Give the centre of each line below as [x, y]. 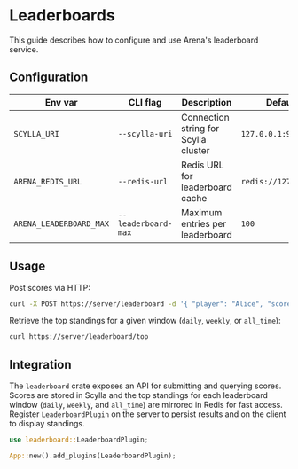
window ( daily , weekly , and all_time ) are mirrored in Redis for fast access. [146, 405]
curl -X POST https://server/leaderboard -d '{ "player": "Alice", [137, 304]
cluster [196, 150]
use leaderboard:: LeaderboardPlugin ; [79, 440]
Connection [205, 117]
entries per [204, 223]
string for [200, 128]
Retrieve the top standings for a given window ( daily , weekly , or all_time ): [145, 321]
